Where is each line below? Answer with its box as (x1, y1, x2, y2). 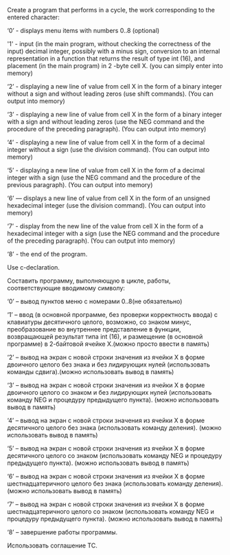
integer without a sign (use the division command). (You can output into (7, 146, 210, 153)
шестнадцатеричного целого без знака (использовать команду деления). (7, 479, 223, 488)
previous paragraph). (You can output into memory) (7, 181, 153, 188)
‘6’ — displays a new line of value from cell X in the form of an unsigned (7, 194, 211, 202)
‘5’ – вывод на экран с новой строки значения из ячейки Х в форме (7, 444, 205, 453)
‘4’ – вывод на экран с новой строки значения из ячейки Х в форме (7, 416, 205, 424)
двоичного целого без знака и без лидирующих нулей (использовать (7, 360, 211, 369)
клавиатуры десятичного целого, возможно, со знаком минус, (7, 318, 192, 326)
